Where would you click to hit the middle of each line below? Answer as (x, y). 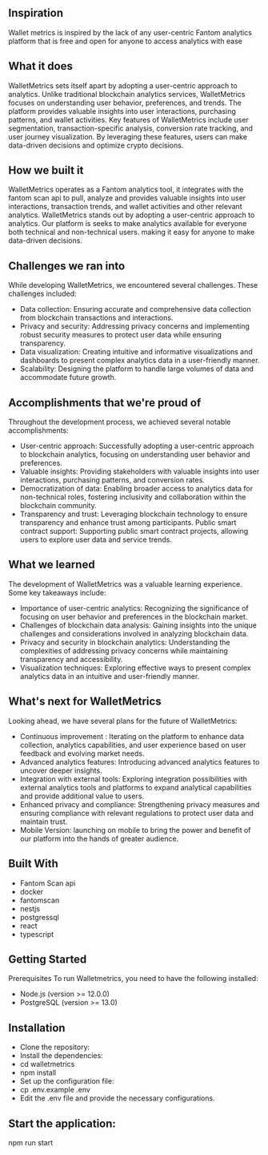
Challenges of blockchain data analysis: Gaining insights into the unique (138, 625)
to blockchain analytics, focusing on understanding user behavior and (135, 454)
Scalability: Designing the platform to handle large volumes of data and (137, 369)
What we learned (52, 565)
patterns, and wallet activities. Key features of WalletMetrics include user (129, 119)
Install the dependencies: (62, 1056)
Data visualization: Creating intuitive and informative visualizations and (136, 352)
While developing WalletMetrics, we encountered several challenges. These (133, 285)
